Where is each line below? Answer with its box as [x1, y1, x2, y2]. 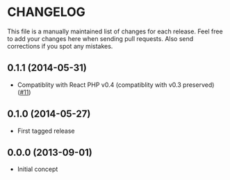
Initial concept [17, 165, 58, 174]
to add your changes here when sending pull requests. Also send [7, 34, 194, 42]
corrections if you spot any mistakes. [7, 42, 113, 50]
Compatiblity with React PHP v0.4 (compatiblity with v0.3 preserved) [17, 81, 215, 89]
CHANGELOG [7, 4, 85, 20]
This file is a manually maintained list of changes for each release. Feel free [7, 27, 224, 35]
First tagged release [17, 126, 75, 135]
